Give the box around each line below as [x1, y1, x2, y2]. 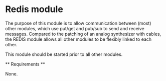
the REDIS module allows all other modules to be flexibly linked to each [5, 36, 152, 42]
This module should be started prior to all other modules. [5, 51, 123, 57]
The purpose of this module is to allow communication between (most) [5, 20, 151, 26]
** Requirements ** [5, 61, 45, 67]
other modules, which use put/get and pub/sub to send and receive [5, 25, 144, 31]
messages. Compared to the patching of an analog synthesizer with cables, [5, 31, 161, 37]
